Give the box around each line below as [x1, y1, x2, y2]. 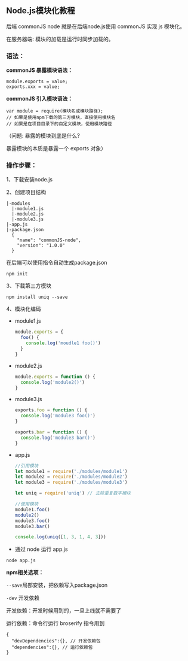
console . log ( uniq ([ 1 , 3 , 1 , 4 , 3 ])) [14, 534, 106, 540]
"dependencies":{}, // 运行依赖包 [11, 644, 93, 651]
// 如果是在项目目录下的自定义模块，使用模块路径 [6, 121, 112, 127]
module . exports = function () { [14, 374, 95, 380]
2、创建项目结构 [6, 189, 47, 196]
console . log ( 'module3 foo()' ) [20, 413, 95, 419]
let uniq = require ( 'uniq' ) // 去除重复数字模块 [14, 490, 131, 496]
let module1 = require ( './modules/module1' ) [14, 468, 128, 474]
